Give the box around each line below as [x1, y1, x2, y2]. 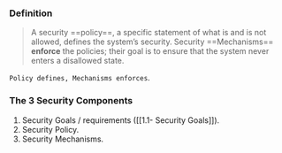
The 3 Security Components [9, 95, 133, 107]
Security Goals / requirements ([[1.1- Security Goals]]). [21, 114, 220, 126]
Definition [9, 7, 53, 19]
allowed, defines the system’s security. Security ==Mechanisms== [30, 36, 274, 47]
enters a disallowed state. [30, 56, 125, 66]
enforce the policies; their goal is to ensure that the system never [30, 46, 270, 57]
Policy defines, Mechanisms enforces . [9, 73, 150, 83]
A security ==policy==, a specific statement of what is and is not [30, 27, 267, 38]
